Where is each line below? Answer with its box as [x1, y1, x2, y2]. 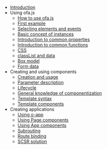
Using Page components [17, 117, 69, 123]
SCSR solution [17, 138, 47, 144]
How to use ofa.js [17, 15, 54, 21]
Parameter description [17, 79, 64, 85]
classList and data [17, 53, 55, 59]
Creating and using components [10, 69, 77, 75]
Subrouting [17, 128, 41, 133]
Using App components [17, 122, 67, 128]
